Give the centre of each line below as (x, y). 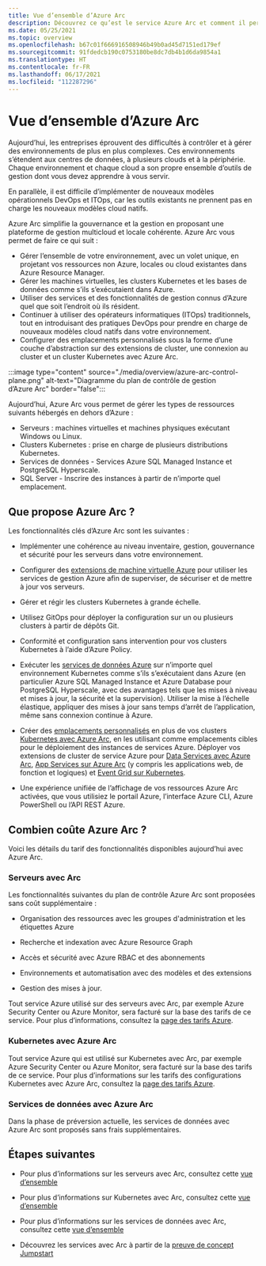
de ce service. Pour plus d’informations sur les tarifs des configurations (125, 1075)
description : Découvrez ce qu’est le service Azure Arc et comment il (127, 23)
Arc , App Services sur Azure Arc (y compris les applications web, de (131, 764)
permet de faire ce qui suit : (53, 241)
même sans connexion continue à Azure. (86, 715)
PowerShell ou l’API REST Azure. (72, 805)
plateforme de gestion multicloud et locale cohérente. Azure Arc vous (122, 232)
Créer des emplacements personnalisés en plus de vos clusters (123, 731)
